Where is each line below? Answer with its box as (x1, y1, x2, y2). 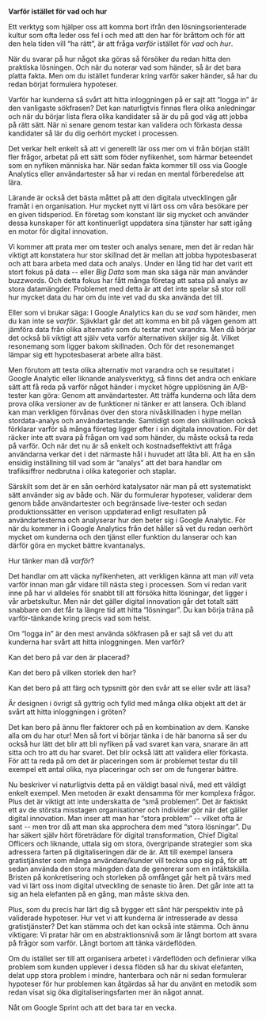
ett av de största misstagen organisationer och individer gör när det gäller (8, 805, 249, 815)
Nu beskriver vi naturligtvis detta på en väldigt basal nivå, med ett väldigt (8, 780, 247, 789)
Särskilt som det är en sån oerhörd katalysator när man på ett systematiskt (8, 482, 252, 491)
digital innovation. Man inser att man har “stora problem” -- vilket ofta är (8, 814, 243, 823)
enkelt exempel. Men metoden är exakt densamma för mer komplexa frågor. (8, 789, 256, 797)
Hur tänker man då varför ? (8, 556, 95, 565)
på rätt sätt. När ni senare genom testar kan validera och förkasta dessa (8, 120, 243, 129)
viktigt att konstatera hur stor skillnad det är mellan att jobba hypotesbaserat (8, 250, 257, 260)
